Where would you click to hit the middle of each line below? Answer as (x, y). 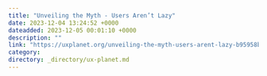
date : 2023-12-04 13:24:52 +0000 (64, 23)
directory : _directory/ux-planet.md (69, 60)
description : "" (35, 38)
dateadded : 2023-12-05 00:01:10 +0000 (72, 30)
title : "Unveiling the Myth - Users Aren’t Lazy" (92, 15)
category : (25, 52)
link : (17, 45)
